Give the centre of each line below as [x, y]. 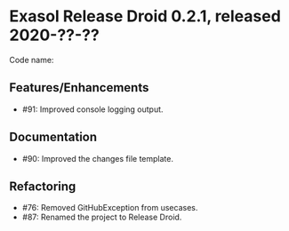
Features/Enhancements [79, 88]
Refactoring [43, 186]
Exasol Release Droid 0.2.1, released [145, 16]
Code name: [32, 60]
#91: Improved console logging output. [92, 109]
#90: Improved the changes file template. [98, 158]
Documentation [53, 137]
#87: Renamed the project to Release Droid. [102, 217]
